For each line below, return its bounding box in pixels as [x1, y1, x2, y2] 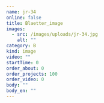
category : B [6, 43, 36, 49]
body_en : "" [6, 88, 36, 94]
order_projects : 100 [6, 71, 58, 77]
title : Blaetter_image [6, 20, 63, 26]
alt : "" [17, 37, 36, 43]
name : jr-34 [6, 8, 36, 15]
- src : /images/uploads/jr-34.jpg [11, 32, 98, 38]
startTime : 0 [6, 59, 39, 65]
